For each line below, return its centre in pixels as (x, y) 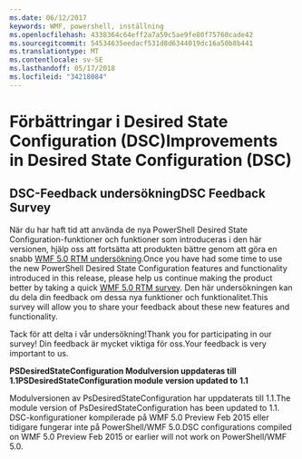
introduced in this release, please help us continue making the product (141, 278)
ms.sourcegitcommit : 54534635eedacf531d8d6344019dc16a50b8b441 (132, 43)
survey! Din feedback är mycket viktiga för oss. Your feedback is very (138, 343)
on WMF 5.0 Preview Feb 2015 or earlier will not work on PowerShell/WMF (148, 436)
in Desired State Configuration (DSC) (151, 160)
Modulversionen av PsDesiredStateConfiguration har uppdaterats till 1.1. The (150, 398)
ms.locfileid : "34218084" (58, 77)
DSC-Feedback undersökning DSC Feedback (137, 194)
